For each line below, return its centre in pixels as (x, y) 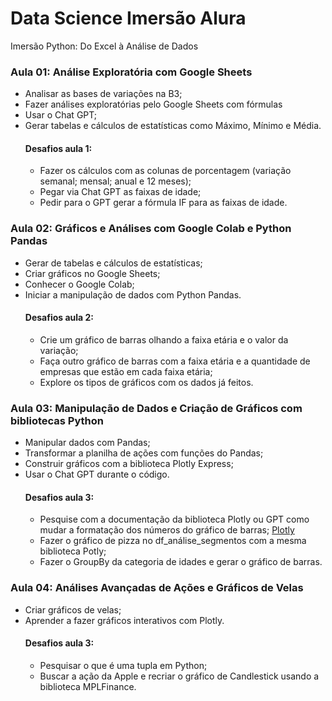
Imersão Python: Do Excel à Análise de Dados (104, 46)
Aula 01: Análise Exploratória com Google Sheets (131, 72)
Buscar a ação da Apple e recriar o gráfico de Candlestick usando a (179, 676)
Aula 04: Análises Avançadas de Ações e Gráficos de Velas (157, 588)
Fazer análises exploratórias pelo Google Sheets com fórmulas (153, 104)
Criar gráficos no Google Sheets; (92, 273)
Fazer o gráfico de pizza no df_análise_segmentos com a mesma (173, 541)
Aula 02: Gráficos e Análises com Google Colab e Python (151, 229)
